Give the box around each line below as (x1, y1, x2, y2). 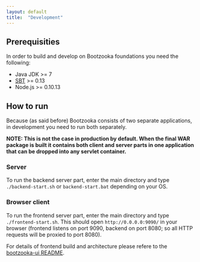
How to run (6, 101, 49, 111)
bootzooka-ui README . (6, 249, 65, 256)
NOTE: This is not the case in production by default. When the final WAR (6, 135, 191, 142)
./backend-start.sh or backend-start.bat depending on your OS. (6, 183, 168, 190)
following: (6, 59, 31, 66)
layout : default (6, 8, 47, 15)
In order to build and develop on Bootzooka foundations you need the (6, 52, 179, 60)
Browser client (6, 198, 50, 207)
